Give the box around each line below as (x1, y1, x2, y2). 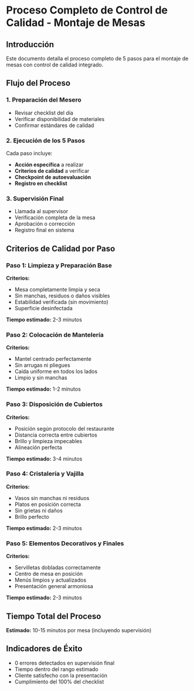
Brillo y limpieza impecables (14, 437, 83, 444)
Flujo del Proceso (6, 78, 71, 88)
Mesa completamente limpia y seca (14, 286, 101, 293)
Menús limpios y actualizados (14, 576, 87, 583)
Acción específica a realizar (14, 161, 84, 168)
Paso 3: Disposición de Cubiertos (6, 400, 103, 408)
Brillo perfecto (14, 513, 49, 520)
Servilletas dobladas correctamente (14, 564, 101, 571)
